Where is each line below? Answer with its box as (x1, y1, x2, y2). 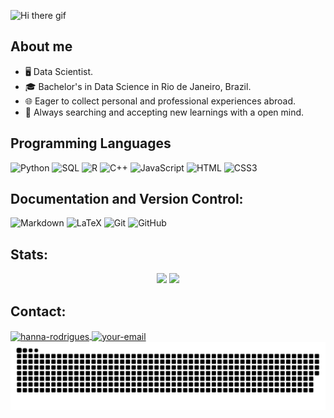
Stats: (10, 246, 49, 263)
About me (10, 38, 73, 55)
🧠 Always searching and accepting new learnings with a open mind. (24, 106, 305, 118)
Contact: (10, 303, 67, 320)
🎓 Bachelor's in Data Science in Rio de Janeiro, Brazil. (24, 80, 252, 92)
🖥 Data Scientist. (24, 65, 94, 77)
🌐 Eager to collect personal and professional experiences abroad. (24, 95, 297, 107)
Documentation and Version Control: (10, 191, 244, 208)
